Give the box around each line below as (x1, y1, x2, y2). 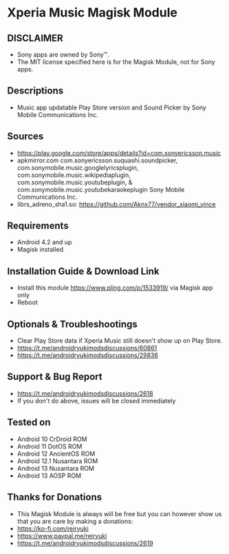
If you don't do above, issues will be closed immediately (17, 396, 176, 405)
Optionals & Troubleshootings (7, 318, 138, 330)
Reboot (17, 298, 38, 307)
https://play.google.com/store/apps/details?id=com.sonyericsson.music (17, 149, 221, 157)
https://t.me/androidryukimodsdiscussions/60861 (17, 344, 157, 352)
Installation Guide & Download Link (7, 265, 160, 277)
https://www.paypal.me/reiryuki (17, 531, 107, 540)
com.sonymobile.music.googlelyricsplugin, (17, 163, 139, 171)
